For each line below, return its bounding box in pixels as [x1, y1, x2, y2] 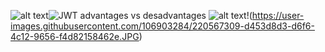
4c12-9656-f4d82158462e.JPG [10, 31, 140, 42]
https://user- [251, 10, 305, 21]
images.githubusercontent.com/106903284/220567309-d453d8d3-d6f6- [10, 20, 315, 32]
